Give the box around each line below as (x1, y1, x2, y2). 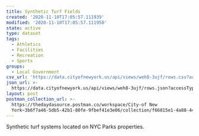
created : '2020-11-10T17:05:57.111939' (6, 14, 105, 20)
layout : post (6, 91, 38, 97)
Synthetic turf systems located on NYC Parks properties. (6, 123, 145, 130)
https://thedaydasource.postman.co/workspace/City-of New (11, 101, 158, 108)
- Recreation (11, 52, 44, 58)
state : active (6, 25, 41, 31)
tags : (6, 36, 20, 42)
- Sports (11, 58, 33, 64)
